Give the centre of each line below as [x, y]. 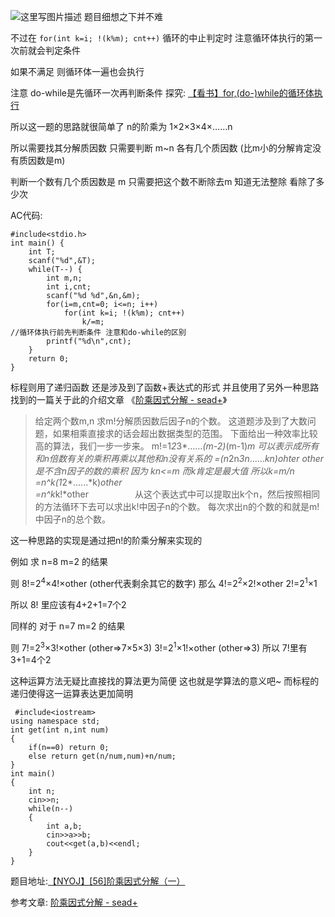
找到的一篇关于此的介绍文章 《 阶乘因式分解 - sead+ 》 [119, 399]
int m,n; [64, 278]
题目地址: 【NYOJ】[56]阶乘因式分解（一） [98, 881]
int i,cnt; [69, 287]
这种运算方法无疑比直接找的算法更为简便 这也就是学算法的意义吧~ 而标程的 [165, 681]
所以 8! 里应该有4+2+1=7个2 [68, 604]
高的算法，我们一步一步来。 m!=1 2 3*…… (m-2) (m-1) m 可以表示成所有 [177, 446]
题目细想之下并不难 [123, 16]
